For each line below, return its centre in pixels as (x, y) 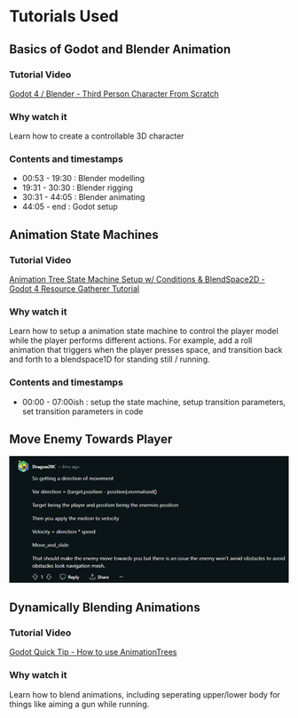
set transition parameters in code (82, 411)
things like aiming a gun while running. (79, 704)
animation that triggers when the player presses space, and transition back (146, 350)
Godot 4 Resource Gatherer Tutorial (74, 289)
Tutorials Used (64, 16)
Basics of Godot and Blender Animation (120, 49)
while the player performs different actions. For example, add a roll (131, 340)
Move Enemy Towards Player (91, 439)
